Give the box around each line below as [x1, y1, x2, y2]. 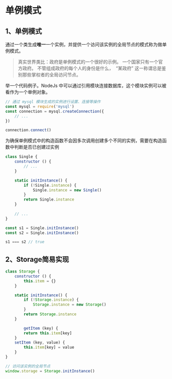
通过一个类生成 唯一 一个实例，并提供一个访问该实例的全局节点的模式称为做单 [5, 42, 167, 47]
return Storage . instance [24, 312, 77, 317]
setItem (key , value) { [14, 340, 66, 345]
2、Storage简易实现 [5, 255, 69, 264]
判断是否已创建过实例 [14, 144, 59, 150]
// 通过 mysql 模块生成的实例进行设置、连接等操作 [5, 99, 101, 104]
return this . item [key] [24, 330, 72, 336]
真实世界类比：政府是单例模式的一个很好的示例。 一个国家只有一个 [17, 59, 159, 65]
